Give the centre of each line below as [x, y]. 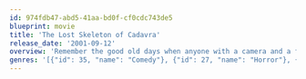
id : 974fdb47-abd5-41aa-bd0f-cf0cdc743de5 [91, 18]
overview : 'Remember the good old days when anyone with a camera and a [150, 52]
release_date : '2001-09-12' [63, 43]
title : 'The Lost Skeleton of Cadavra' [85, 35]
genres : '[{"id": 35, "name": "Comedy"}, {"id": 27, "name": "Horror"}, [150, 60]
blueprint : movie [42, 26]
